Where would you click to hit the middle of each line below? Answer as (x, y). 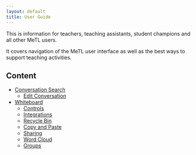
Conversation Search (40, 90)
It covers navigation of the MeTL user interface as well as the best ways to (96, 51)
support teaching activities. (39, 57)
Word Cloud (38, 139)
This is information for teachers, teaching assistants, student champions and (98, 33)
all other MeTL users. (32, 40)
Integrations (38, 115)
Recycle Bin (37, 121)
